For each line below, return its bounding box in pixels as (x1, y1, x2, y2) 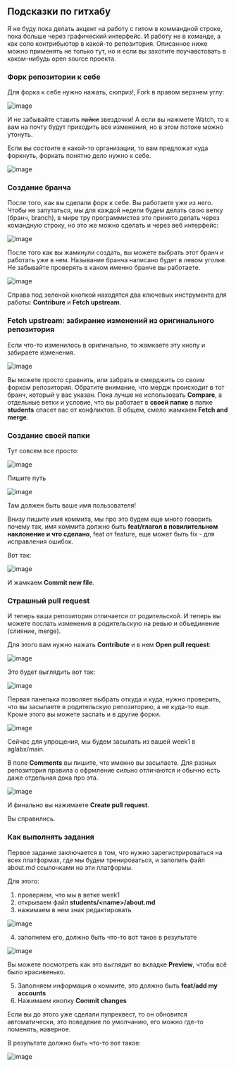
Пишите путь (7, 474, 46, 482)
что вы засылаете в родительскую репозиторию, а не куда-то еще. (7, 703, 210, 711)
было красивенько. (7, 967, 66, 976)
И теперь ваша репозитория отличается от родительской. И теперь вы (7, 612, 221, 620)
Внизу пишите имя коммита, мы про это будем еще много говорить (7, 515, 213, 523)
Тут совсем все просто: (7, 447, 79, 455)
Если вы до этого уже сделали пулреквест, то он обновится (7, 1009, 188, 1018)
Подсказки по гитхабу (7, 6, 111, 18)
